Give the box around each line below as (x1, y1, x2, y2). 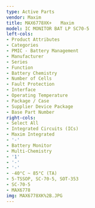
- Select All (6, 120, 39, 126)
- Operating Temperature (6, 92, 68, 98)
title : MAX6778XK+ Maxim (6, 20, 75, 26)
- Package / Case (6, 98, 50, 104)
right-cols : (6, 114, 36, 120)
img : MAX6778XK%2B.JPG (6, 192, 63, 198)
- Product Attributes (6, 37, 60, 43)
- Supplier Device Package (6, 103, 73, 110)
